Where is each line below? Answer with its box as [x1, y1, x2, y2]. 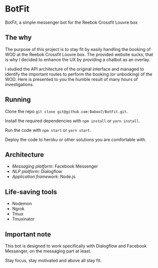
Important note [5, 230, 51, 238]
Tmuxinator [12, 216, 35, 222]
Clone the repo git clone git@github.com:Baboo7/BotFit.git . [5, 108, 128, 114]
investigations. [5, 81, 34, 87]
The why [5, 33, 32, 42]
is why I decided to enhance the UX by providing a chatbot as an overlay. [5, 57, 151, 63]
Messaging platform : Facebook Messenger [12, 163, 98, 169]
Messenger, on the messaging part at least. [5, 248, 92, 254]
